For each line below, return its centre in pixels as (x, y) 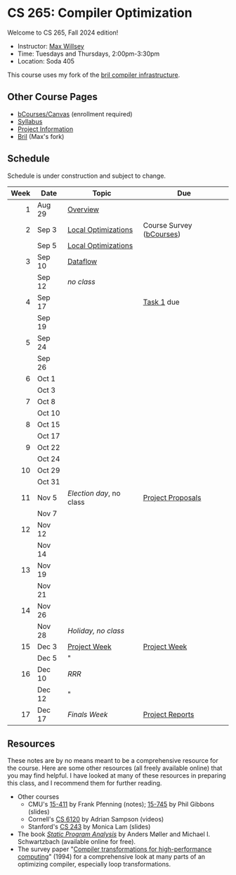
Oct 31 (49, 482)
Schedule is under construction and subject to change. (87, 176)
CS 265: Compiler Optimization (100, 13)
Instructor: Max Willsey (51, 46)
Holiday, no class (96, 630)
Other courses (38, 797)
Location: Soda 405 (46, 61)
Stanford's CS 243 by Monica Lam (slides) (89, 827)
